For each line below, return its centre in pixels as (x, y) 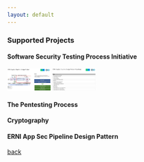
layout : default (31, 15)
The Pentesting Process (42, 104)
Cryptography (28, 120)
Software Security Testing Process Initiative (72, 57)
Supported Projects (41, 40)
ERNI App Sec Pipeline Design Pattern (63, 136)
